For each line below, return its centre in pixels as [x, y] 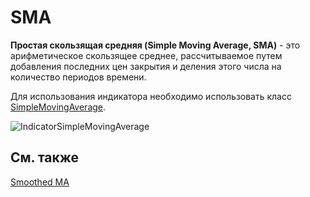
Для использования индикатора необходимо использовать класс [151, 96]
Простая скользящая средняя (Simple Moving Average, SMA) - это [155, 45]
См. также [45, 157]
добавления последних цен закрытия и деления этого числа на [146, 66]
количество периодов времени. [78, 77]
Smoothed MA [40, 182]
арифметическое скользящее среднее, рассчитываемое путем [146, 55]
